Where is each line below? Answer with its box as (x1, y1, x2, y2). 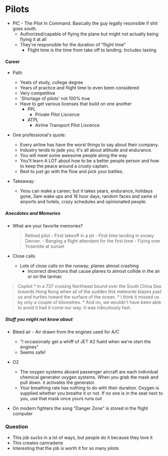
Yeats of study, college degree (20, 80, 84, 86)
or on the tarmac (27, 273, 62, 280)
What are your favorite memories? (12, 223, 83, 229)
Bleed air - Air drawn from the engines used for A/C (12, 329, 119, 335)
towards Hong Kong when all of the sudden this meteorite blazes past (17, 288, 162, 295)
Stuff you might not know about (5, 316, 73, 322)
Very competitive (20, 90, 56, 96)
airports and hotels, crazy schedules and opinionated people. (20, 199, 147, 205)
